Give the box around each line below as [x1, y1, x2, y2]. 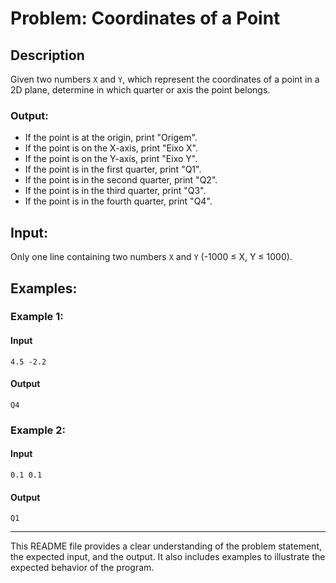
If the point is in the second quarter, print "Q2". [24, 174, 218, 186]
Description [10, 47, 85, 64]
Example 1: [10, 310, 64, 324]
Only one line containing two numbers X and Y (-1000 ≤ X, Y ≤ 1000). [10, 251, 293, 263]
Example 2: [10, 423, 66, 437]
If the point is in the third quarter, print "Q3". [24, 185, 207, 197]
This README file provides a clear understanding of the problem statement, [10, 540, 322, 552]
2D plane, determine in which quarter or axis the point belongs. [10, 84, 271, 96]
